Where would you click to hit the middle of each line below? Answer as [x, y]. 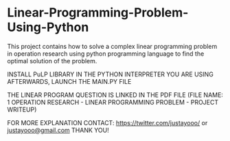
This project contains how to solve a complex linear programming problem [112, 46]
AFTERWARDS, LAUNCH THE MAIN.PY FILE [69, 81]
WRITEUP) [22, 109]
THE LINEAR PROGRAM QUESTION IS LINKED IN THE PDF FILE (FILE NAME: [115, 95]
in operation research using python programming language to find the [106, 54]
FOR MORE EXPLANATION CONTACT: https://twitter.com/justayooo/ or [107, 122]
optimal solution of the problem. [52, 61]
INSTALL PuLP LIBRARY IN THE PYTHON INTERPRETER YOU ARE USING [111, 74]
